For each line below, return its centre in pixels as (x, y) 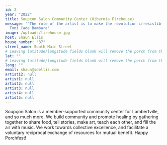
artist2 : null (20, 83)
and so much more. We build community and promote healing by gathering (82, 117)
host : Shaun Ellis (24, 38)
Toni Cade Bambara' (30, 28)
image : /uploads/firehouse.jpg (38, 33)
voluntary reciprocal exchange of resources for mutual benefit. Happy (77, 133)
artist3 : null (20, 88)
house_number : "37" (25, 42)
